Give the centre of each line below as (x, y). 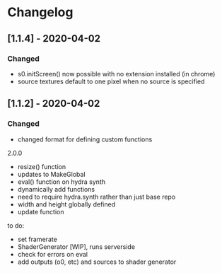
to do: (16, 225)
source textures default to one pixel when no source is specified (111, 81)
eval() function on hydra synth (62, 182)
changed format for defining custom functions (85, 139)
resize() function (41, 166)
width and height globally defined (66, 204)
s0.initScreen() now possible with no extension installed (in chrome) (116, 74)
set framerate (37, 239)
